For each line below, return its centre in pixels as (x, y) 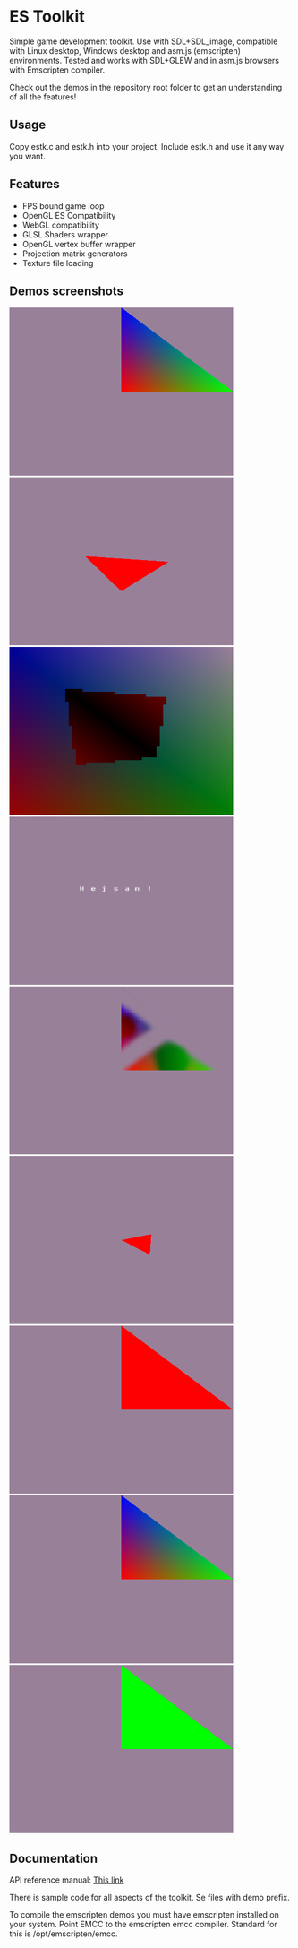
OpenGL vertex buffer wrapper (79, 244)
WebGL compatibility (61, 225)
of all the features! (43, 97)
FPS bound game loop (63, 206)
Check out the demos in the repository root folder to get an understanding (146, 87)
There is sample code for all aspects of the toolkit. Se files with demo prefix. (149, 1898)
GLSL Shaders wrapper (65, 234)
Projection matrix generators (75, 254)
